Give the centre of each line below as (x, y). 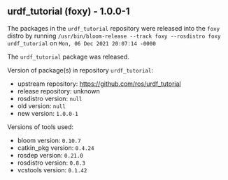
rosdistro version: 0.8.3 (51, 163)
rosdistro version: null (50, 98)
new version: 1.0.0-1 (48, 113)
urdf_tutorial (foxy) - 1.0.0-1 (69, 12)
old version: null (42, 106)
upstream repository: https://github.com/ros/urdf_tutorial (99, 84)
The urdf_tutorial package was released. (68, 57)
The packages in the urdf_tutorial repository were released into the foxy (114, 28)
